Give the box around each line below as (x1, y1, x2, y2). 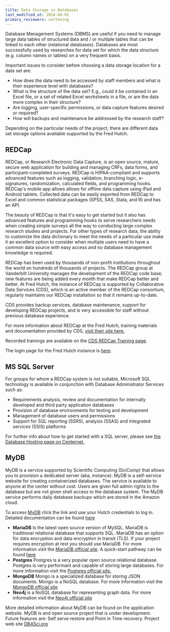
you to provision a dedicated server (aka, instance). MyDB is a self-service (5, 472, 161, 478)
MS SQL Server (5, 362, 54, 371)
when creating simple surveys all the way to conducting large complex (5, 223, 153, 229)
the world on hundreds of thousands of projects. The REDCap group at (5, 265, 153, 271)
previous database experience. (5, 313, 70, 319)
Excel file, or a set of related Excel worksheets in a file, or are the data (12, 94, 159, 100)
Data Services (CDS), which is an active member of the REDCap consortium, (5, 287, 165, 293)
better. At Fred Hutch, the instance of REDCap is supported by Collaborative (5, 281, 164, 287)
